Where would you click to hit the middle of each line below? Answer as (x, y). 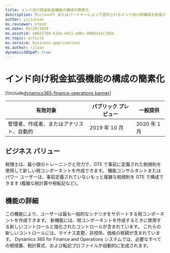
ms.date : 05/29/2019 (27, 29)
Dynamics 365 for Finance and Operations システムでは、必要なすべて (88, 239)
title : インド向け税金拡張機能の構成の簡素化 (47, 10)
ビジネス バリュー (33, 151)
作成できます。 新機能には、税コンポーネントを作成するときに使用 (88, 220)
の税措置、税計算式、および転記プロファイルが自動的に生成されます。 (78, 245)
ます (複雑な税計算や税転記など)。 (45, 183)
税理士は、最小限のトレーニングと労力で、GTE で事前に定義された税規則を (83, 164)
